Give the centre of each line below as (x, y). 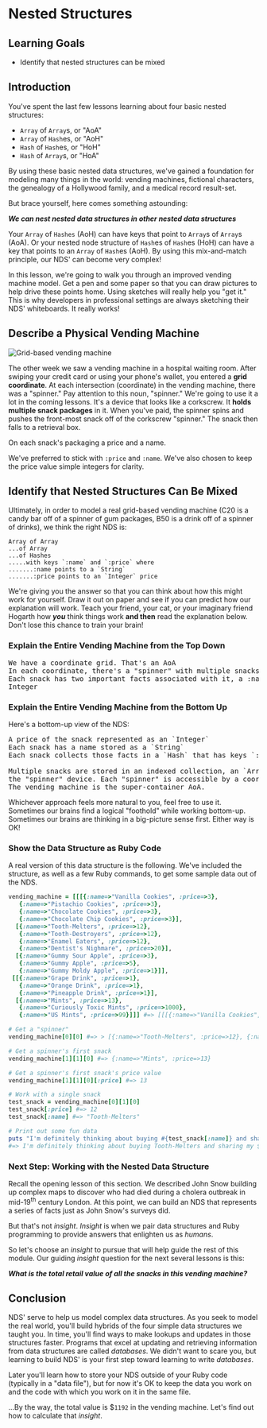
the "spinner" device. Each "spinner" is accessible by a (124, 779)
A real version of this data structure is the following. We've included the (125, 865)
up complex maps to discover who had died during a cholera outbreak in (127, 1192)
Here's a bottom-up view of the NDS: (69, 725)
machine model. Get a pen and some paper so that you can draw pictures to (133, 283)
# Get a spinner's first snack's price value (85, 1073)
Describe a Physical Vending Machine (104, 333)
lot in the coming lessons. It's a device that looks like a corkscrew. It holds (130, 401)
